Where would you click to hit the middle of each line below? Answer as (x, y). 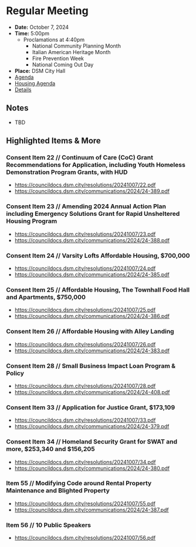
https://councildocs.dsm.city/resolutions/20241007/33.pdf (85, 420)
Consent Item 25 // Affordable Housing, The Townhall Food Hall (98, 289)
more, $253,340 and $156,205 (50, 449)
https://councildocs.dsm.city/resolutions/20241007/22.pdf (85, 185)
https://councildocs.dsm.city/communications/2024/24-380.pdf (92, 468)
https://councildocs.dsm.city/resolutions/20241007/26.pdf (85, 344)
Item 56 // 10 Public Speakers (49, 525)
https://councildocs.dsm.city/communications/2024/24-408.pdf (92, 392)
